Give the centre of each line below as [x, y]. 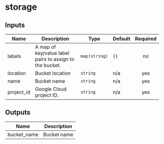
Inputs [15, 25]
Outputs [18, 113]
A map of [45, 47]
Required [146, 39]
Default [122, 39]
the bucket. [48, 65]
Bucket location [53, 73]
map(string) [94, 56]
